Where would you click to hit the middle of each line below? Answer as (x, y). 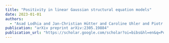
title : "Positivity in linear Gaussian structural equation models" (78, 10)
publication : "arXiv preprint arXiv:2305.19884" (57, 28)
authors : (14, 19)
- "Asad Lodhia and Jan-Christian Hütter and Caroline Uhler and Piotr (87, 23)
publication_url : (23, 33)
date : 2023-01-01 (23, 14)
